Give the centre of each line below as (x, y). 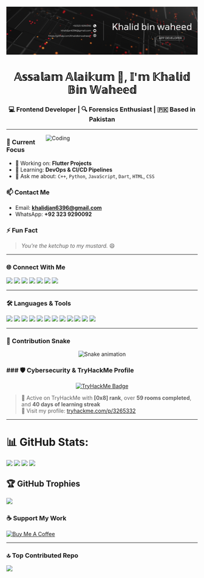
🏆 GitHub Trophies (43, 483)
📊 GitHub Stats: (48, 442)
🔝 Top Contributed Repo (42, 555)
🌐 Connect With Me (36, 267)
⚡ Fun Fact (22, 230)
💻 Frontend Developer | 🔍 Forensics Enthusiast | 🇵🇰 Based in (102, 110)
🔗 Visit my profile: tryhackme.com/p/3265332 (78, 411)
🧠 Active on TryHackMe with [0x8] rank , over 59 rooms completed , (106, 398)
